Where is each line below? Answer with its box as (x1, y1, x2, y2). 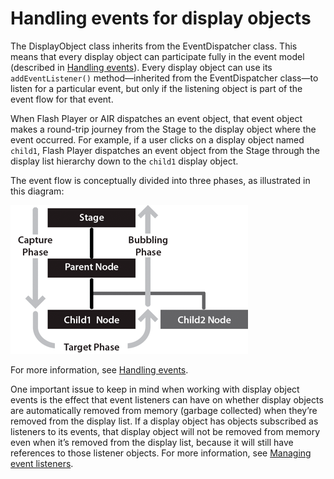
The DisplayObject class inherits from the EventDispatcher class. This (10, 40, 298, 52)
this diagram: (10, 185, 65, 197)
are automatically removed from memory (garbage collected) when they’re (10, 404, 318, 416)
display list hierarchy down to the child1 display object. (10, 155, 239, 167)
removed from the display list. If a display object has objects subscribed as (10, 415, 319, 427)
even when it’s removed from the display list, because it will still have (10, 436, 294, 448)
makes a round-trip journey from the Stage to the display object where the (10, 123, 317, 135)
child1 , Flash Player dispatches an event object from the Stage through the (10, 144, 321, 156)
